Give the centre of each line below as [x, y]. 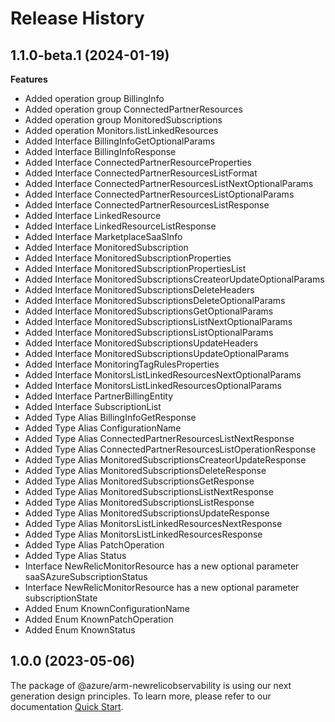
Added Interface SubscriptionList [93, 406]
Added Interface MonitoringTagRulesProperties [122, 364]
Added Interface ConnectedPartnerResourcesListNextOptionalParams [169, 183]
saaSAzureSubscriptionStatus [86, 576]
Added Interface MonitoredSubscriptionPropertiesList [135, 268]
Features [29, 79]
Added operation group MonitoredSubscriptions [123, 120]
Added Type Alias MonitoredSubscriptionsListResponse [139, 502]
